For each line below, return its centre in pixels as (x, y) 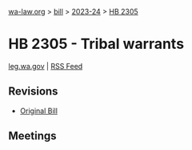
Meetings (33, 136)
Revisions (33, 91)
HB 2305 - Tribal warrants (96, 44)
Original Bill (39, 111)
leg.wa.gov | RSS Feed (46, 66)
